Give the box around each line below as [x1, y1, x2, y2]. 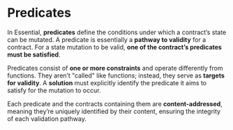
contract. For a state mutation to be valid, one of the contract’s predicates [7, 43, 222, 51]
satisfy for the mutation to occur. [7, 86, 101, 94]
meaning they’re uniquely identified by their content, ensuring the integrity [7, 107, 221, 115]
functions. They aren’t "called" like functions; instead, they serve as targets [7, 71, 225, 80]
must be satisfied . [7, 50, 61, 59]
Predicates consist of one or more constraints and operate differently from [7, 64, 223, 72]
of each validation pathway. [7, 114, 87, 123]
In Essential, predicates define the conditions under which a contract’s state [7, 28, 227, 36]
